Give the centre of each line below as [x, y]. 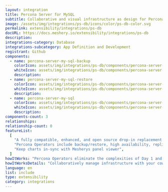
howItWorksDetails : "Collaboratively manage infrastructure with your [80, 163]
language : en [19, 168]
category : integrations [30, 182]
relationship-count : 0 [29, 126]
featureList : [19, 130]
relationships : [21, 121]
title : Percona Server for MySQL [40, 14]
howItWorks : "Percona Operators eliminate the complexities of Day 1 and [84, 158]
